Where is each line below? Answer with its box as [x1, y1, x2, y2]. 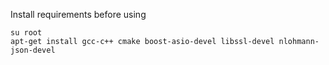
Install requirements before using [10, 9, 147, 20]
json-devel [10, 45, 56, 55]
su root [10, 28, 43, 38]
